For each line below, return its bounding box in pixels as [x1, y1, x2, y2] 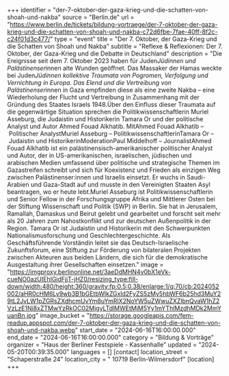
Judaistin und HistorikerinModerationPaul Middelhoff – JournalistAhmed [8, 137, 212, 145]
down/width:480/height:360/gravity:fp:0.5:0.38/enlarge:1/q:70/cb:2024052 [7, 282, 219, 290]
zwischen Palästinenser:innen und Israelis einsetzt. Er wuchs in [7, 173, 186, 181]
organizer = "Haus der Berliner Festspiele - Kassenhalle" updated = [7, 340, 197, 349]
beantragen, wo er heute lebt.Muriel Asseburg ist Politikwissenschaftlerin [7, 188, 213, 196]
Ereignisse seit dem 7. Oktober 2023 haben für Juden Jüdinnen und [7, 57, 196, 64]
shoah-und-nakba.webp [7, 326, 76, 334]
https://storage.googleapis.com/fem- [89, 312, 194, 319]
